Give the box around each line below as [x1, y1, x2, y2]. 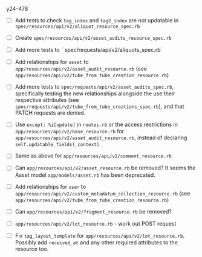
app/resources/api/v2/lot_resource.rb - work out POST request [15, 220, 177, 227]
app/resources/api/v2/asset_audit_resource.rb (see [15, 65, 147, 72]
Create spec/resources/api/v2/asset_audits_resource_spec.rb [15, 34, 172, 42]
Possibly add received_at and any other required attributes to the [15, 238, 178, 246]
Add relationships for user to [15, 183, 86, 190]
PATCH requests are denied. [15, 109, 86, 116]
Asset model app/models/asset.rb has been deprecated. [15, 171, 155, 179]
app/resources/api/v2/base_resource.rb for [15, 128, 125, 135]
